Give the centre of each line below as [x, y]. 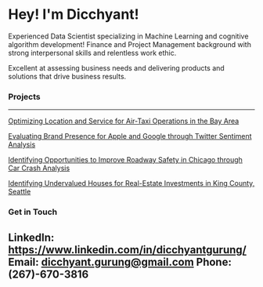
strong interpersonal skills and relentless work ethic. [92, 53]
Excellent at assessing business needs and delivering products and [116, 67]
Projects [24, 96]
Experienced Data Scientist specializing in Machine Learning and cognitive [128, 36]
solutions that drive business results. [67, 76]
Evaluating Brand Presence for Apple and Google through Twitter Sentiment [130, 136]
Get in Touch [33, 212]
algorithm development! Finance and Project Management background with [130, 44]
